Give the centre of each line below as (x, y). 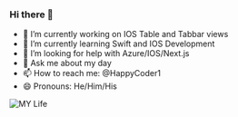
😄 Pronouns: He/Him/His (70, 86)
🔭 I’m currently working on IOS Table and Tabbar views (125, 34)
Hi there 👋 (32, 15)
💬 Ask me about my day (67, 63)
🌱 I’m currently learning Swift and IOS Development (119, 44)
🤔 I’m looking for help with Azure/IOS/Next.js (106, 54)
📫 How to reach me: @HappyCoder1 (92, 73)
